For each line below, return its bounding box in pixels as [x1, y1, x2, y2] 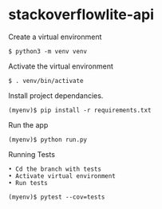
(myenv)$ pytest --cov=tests [8, 193, 105, 201]
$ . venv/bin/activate [8, 77, 84, 85]
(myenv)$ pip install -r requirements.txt [8, 106, 152, 114]
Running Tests [8, 149, 56, 159]
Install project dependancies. [8, 90, 104, 101]
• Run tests [8, 179, 48, 187]
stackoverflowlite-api [8, 6, 154, 24]
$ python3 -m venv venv [8, 47, 88, 55]
